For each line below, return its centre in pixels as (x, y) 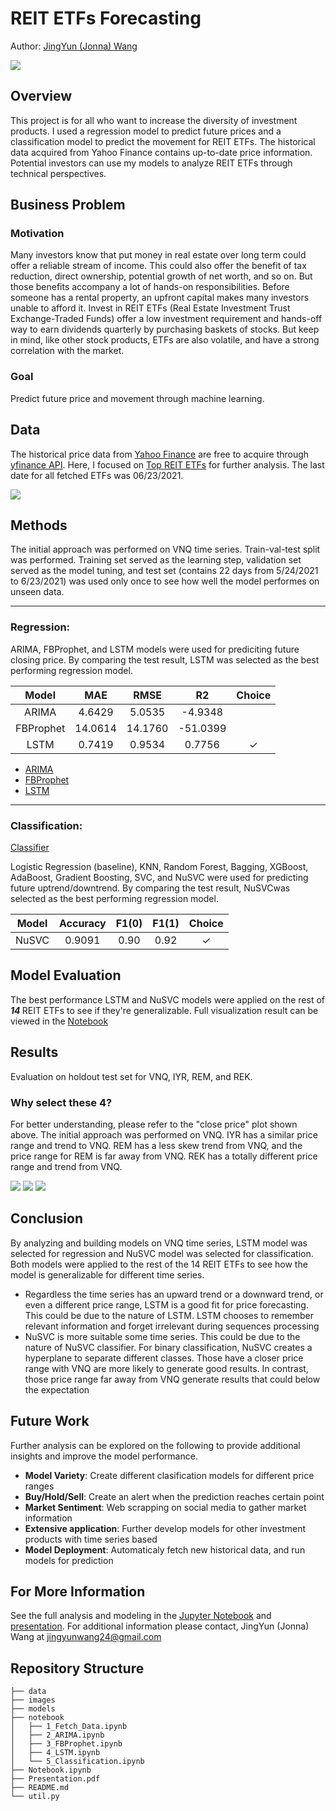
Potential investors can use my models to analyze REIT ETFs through (151, 163)
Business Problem (68, 205)
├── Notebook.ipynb (51, 1770)
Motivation (37, 234)
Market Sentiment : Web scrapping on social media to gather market (165, 1507)
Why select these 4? (61, 1102)
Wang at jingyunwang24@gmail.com (86, 1637)
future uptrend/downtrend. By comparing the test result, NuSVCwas (150, 888)
